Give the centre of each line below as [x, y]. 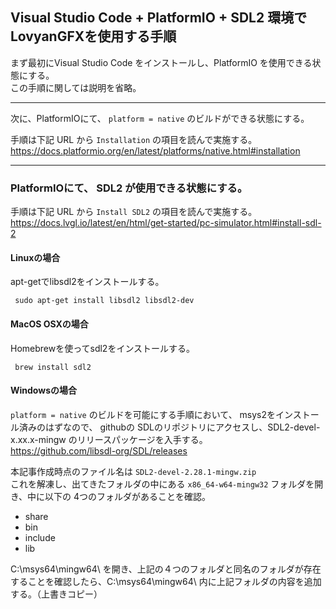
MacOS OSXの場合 [49, 324]
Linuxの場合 [35, 257]
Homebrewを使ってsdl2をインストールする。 [103, 348]
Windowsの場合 [43, 390]
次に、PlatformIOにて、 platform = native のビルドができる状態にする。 [160, 118]
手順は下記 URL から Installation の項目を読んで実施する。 [134, 139]
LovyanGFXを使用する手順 [93, 36]
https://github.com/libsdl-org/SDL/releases [99, 450]
